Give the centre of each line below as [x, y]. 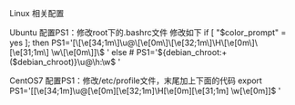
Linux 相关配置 [37, 13]
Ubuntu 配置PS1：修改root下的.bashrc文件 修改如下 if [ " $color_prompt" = [148, 33]
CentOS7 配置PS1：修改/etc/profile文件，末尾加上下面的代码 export [136, 81]
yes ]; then [30, 43]
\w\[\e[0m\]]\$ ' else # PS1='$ [107, 52]
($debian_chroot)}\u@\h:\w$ [63, 62]
